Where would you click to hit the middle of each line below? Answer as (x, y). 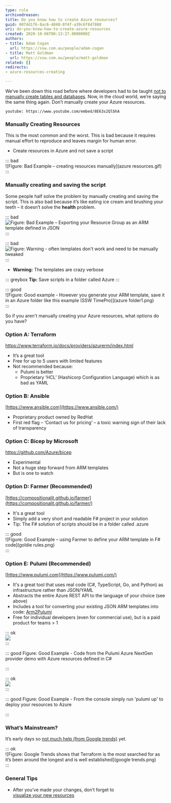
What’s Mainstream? (32, 728)
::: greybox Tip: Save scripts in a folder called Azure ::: (63, 279)
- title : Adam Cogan (27, 44)
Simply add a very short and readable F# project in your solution (80, 518)
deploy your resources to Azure (39, 705)
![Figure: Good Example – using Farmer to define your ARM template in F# (83, 539)
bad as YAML (34, 383)
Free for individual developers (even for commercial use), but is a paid (86, 617)
